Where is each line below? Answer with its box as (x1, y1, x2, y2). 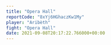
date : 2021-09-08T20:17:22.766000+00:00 (6, 30, 106, 36)
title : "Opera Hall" (6, 8, 56, 15)
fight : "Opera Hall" (6, 25, 56, 31)
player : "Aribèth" (6, 19, 51, 25)
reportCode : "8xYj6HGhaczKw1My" (6, 14, 84, 20)
